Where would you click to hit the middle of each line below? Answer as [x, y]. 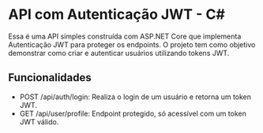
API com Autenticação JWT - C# [116, 15]
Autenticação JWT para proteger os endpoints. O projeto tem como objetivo [132, 44]
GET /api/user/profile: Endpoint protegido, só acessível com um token [133, 113]
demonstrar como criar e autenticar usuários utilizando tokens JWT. [119, 53]
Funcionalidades [50, 78]
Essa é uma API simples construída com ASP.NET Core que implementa [125, 36]
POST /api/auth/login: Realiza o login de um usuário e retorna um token [135, 97]
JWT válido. [39, 122]
